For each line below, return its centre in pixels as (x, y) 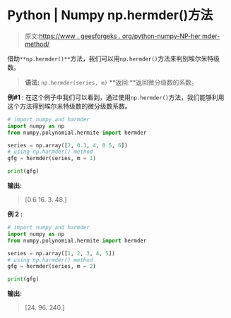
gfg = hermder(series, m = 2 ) (52, 267)
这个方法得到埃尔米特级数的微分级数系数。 (69, 106)
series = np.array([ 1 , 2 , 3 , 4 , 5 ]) (61, 253)
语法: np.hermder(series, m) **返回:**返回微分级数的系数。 (111, 82)
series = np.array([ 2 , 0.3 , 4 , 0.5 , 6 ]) (68, 145)
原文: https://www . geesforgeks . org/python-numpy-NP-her (113, 36)
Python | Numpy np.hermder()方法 (110, 15)
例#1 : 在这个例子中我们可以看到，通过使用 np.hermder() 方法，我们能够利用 (116, 97)
